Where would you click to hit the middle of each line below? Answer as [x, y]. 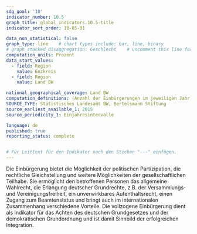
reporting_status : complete [40, 136]
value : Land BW [35, 82]
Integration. [20, 225]
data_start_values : [30, 60]
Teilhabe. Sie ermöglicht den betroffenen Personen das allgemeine [86, 181]
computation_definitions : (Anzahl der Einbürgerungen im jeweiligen [91, 98]
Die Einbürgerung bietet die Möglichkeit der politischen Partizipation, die [94, 169]
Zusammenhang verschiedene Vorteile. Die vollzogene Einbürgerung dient [96, 206]
